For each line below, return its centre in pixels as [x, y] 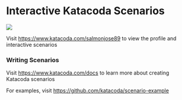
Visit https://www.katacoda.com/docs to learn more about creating [88, 73]
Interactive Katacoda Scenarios [85, 11]
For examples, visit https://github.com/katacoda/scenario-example [87, 91]
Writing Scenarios [33, 60]
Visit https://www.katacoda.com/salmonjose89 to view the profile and [91, 38]
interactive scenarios [32, 44]
